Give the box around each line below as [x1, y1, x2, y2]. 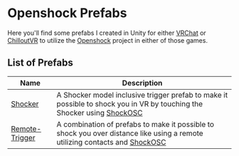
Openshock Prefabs [7, 5, 127, 21]
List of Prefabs [7, 57, 73, 69]
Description [122, 78, 163, 88]
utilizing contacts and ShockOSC [56, 137, 166, 147]
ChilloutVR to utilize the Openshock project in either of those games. [7, 36, 208, 44]
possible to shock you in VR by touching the [56, 98, 203, 108]
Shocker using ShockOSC [56, 108, 143, 118]
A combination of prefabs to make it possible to [56, 119, 215, 129]
